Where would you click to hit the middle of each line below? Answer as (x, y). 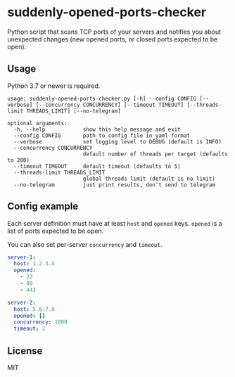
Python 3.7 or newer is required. (54, 86)
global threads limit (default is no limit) (149, 179)
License (25, 351)
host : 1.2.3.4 (34, 264)
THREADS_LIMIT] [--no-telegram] (73, 111)
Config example (43, 206)
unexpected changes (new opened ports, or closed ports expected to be (113, 39)
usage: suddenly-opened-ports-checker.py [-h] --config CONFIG (102, 98)
